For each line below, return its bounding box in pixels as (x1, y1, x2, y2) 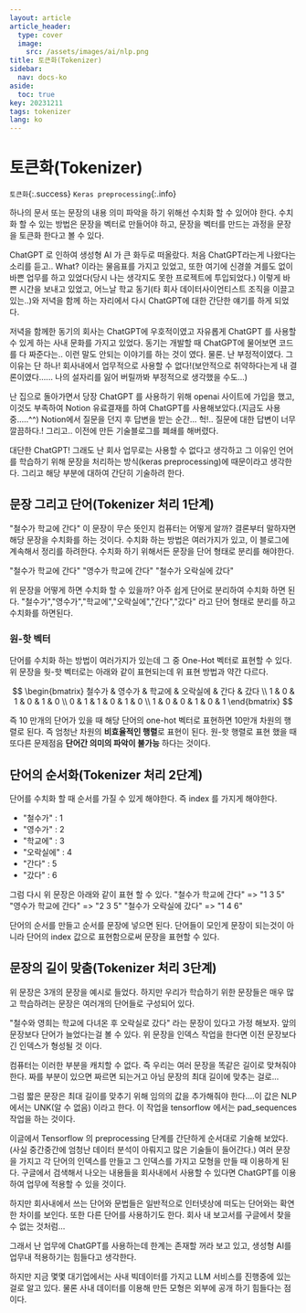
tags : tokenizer (9, 107, 71, 116)
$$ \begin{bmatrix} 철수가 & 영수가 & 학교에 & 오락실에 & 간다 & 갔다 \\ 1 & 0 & (12, 686, 295, 697)
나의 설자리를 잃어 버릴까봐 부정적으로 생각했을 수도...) (54, 372, 248, 383)
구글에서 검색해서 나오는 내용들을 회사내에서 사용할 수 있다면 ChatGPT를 (21, 1167, 280, 1178)
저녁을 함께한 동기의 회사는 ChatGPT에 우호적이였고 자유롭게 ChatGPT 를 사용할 (9, 326, 297, 337)
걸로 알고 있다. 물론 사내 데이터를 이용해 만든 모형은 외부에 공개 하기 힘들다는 (9, 1282, 282, 1293)
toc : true (17, 90, 55, 99)
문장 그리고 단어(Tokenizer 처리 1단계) (9, 497, 215, 513)
